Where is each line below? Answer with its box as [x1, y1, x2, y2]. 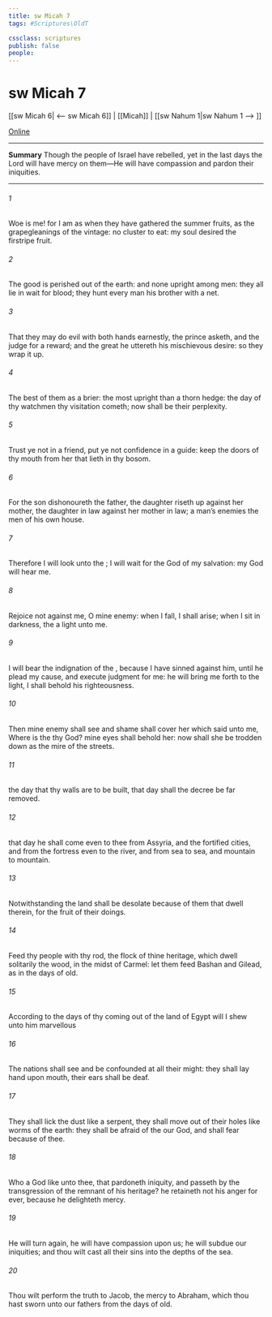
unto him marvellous [8, 1020, 77, 1031]
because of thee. [8, 1134, 66, 1143]
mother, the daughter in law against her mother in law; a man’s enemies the [8, 506, 259, 516]
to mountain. [8, 854, 51, 864]
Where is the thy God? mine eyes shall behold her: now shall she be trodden [8, 733, 262, 742]
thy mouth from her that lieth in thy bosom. [8, 454, 151, 463]
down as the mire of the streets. [8, 742, 115, 751]
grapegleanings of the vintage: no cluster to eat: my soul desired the [8, 227, 237, 237]
